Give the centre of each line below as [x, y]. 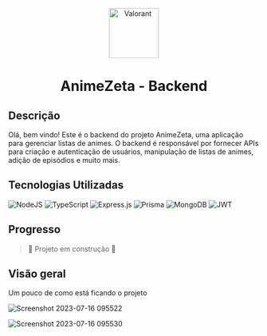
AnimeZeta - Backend [134, 86]
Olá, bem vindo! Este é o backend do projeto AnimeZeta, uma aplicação [126, 134]
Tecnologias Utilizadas [66, 186]
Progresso [35, 229]
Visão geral [37, 274]
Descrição [34, 115]
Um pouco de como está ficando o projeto [78, 293]
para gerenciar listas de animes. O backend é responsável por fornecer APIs [133, 143]
